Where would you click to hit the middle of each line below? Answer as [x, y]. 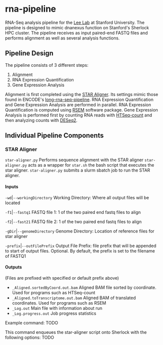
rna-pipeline [31, 9]
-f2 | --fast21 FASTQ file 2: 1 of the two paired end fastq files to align [73, 221]
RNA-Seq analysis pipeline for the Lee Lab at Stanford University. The [75, 22]
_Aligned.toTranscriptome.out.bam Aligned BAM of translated [74, 298]
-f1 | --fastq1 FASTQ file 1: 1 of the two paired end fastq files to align [73, 212]
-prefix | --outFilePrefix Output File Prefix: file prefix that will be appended [81, 246]
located [13, 203]
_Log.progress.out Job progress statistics [54, 313]
